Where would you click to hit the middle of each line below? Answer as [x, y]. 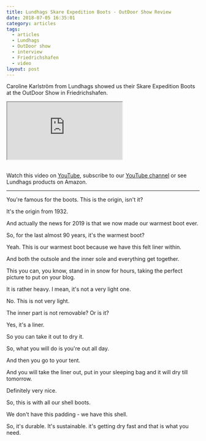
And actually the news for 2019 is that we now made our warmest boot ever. [102, 224]
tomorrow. [19, 379]
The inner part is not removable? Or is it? [58, 313]
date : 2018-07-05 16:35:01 [41, 18]
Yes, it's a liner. [25, 325]
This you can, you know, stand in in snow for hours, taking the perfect [94, 271]
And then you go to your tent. [44, 360]
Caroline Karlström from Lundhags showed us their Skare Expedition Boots [101, 86]
